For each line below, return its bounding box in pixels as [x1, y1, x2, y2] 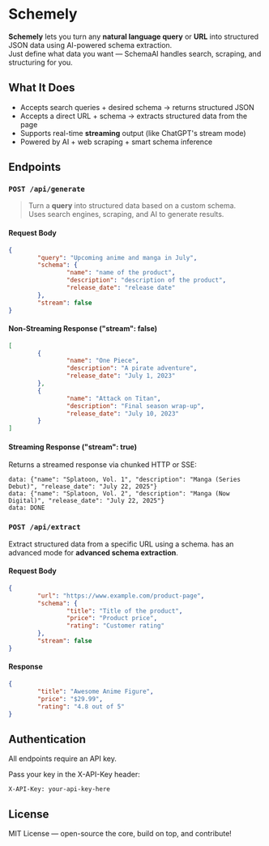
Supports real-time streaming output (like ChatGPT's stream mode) [19, 128, 246, 138]
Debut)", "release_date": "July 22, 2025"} [8, 483, 158, 491]
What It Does [8, 81, 75, 95]
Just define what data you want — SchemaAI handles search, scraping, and [8, 49, 262, 58]
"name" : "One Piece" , [66, 357, 139, 365]
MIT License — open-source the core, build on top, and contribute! [8, 829, 233, 838]
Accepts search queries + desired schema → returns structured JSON [19, 102, 255, 112]
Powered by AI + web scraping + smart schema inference [19, 137, 213, 147]
